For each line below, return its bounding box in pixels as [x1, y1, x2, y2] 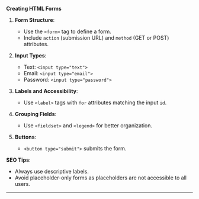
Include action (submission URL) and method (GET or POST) [23, 34, 169, 41]
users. [14, 181, 31, 187]
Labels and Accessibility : [14, 88, 78, 94]
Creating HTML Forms [6, 5, 62, 12]
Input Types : [14, 52, 47, 59]
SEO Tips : [6, 156, 31, 163]
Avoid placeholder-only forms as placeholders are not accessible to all [14, 174, 187, 181]
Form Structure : [14, 17, 55, 23]
